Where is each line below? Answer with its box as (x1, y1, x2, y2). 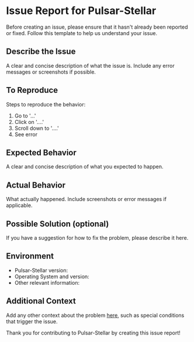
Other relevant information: (14, 279, 80, 286)
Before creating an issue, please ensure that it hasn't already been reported (6, 23, 188, 30)
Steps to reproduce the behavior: (6, 101, 86, 108)
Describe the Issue (6, 47, 76, 57)
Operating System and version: (14, 273, 89, 280)
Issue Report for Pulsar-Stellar (6, 4, 157, 18)
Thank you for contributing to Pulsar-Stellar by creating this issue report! (6, 329, 181, 336)
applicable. (6, 202, 33, 209)
